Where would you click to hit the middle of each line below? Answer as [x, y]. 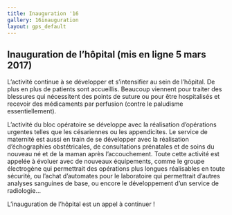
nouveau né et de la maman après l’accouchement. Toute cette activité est [113, 154]
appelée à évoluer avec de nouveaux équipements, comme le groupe [106, 161]
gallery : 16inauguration [43, 20]
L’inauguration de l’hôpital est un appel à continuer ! [81, 204]
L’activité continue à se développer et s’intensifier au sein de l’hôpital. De [111, 82]
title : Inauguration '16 [43, 13]
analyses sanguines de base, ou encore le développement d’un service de [113, 183]
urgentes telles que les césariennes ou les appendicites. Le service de [107, 132]
